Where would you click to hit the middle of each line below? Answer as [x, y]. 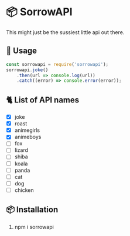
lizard [21, 150]
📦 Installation [32, 210]
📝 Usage [21, 51]
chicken [24, 190]
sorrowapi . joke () [27, 70]
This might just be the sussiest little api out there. [65, 32]
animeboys [28, 137]
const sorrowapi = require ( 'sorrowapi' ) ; [57, 64]
